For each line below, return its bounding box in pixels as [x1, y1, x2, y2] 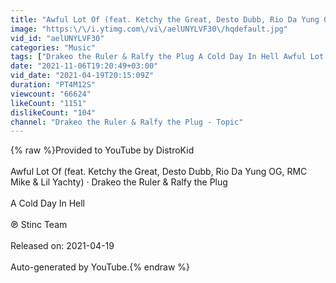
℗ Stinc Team [10, 219, 68, 231]
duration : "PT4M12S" [10, 80, 97, 90]
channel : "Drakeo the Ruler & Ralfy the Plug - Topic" [10, 117, 244, 127]
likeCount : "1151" [10, 98, 87, 108]
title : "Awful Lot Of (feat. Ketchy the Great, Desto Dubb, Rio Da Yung [10, 14, 320, 25]
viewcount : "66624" [10, 89, 92, 99]
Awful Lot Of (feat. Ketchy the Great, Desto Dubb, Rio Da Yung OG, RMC [10, 166, 308, 178]
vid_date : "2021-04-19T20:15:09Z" [10, 71, 155, 81]
